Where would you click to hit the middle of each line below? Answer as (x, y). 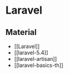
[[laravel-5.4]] (31, 53)
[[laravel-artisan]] (35, 59)
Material (21, 32)
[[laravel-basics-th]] (39, 65)
